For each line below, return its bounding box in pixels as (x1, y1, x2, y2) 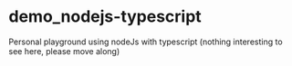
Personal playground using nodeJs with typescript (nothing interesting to (8, 36, 284, 47)
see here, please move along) (8, 45, 120, 56)
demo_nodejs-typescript (8, 6, 202, 27)
